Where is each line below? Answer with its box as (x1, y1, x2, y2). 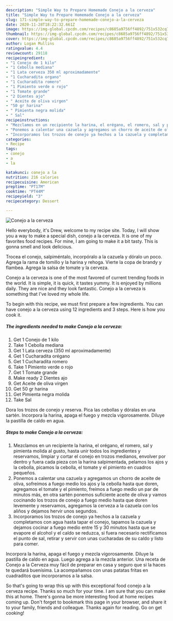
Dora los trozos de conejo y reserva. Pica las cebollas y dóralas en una (6, 406, 156, 413)
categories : (6, 137, 31, 142)
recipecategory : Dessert (6, 199, 59, 204)
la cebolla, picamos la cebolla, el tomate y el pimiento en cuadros (13, 464, 151, 470)
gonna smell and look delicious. (6, 243, 73, 250)
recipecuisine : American (6, 180, 59, 185)
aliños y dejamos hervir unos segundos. (13, 508, 98, 514)
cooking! (6, 610, 25, 616)
